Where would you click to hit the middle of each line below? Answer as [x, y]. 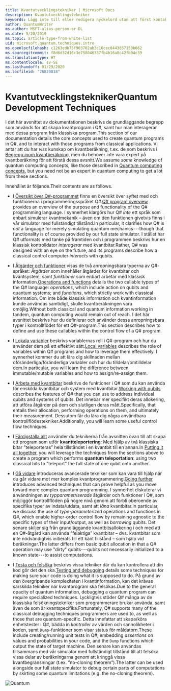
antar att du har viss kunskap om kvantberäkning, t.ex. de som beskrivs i [81, 149]
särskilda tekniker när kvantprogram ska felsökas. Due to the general [84, 586]
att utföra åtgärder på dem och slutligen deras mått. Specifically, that [84, 404]
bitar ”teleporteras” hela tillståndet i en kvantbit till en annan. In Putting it [88, 447]
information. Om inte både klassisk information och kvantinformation [84, 298]
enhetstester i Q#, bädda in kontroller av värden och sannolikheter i [83, 624]
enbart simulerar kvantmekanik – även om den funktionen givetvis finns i [89, 218]
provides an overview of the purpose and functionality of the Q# [80, 207]
